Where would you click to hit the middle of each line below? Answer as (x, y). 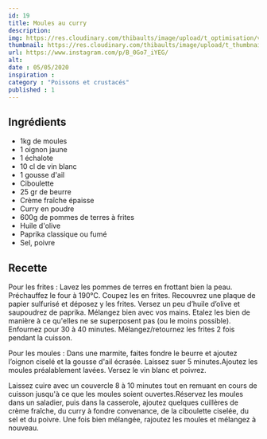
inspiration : (32, 75)
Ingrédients (37, 122)
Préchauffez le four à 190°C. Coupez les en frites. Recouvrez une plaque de (132, 295)
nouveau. (24, 428)
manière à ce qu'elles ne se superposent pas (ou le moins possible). (120, 321)
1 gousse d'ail (42, 175)
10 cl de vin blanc (48, 167)
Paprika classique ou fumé (63, 234)
